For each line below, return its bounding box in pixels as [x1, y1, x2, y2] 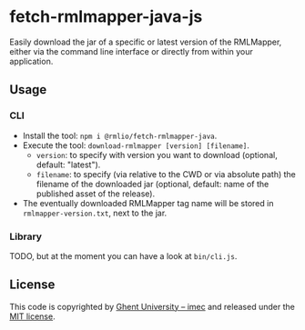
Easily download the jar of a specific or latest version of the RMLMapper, [9, 36, 282, 47]
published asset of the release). [36, 188, 156, 199]
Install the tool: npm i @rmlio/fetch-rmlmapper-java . [22, 130, 218, 141]
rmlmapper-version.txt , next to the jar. [22, 207, 168, 218]
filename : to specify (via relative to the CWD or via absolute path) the [36, 168, 296, 179]
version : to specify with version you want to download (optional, [36, 149, 278, 160]
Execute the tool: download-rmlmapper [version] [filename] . [22, 139, 250, 151]
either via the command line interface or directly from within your [9, 45, 253, 56]
